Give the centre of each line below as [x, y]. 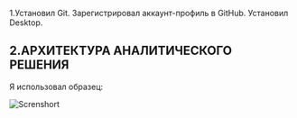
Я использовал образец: [56, 86]
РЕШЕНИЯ [39, 65]
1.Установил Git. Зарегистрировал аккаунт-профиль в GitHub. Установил [149, 13]
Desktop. [26, 23]
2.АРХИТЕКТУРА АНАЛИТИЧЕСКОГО [121, 51]
